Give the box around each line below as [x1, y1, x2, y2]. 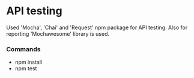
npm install [14, 58, 43, 66]
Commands [6, 45, 41, 53]
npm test [14, 65, 37, 72]
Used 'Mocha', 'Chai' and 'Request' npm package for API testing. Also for [6, 24, 188, 31]
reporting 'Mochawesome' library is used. [6, 30, 110, 37]
